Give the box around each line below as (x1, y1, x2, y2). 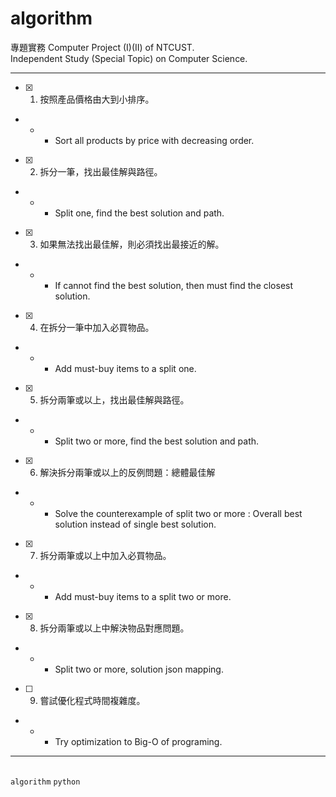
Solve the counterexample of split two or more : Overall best (54, 507, 303, 519)
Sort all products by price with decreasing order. (54, 134, 255, 146)
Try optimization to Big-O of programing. (54, 735, 223, 747)
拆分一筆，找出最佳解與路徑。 (39, 165, 163, 177)
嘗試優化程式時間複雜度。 (39, 694, 146, 706)
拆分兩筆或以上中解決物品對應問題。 (39, 622, 190, 634)
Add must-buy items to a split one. (54, 362, 197, 374)
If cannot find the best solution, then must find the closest (54, 279, 294, 291)
